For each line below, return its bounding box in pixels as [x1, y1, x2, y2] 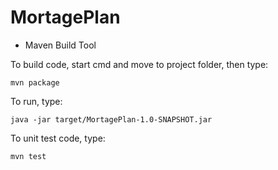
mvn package [10, 77, 60, 88]
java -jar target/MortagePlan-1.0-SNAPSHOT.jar [10, 114, 213, 125]
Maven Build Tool [24, 39, 97, 51]
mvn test [10, 151, 47, 161]
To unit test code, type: [10, 132, 106, 144]
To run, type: [10, 95, 63, 107]
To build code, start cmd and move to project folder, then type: [10, 58, 269, 70]
